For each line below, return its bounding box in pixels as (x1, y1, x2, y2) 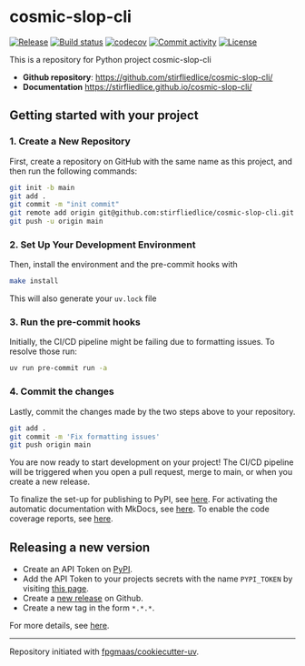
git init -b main (9, 183, 75, 192)
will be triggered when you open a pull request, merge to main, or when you (9, 467, 293, 478)
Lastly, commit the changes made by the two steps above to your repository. (9, 406, 296, 417)
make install (9, 277, 59, 286)
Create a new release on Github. (22, 593, 143, 604)
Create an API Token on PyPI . (22, 564, 133, 575)
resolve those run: (9, 346, 77, 357)
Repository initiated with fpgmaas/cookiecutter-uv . (9, 646, 200, 657)
